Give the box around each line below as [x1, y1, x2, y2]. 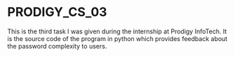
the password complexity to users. [7, 42, 107, 50]
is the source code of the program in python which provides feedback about [7, 34, 228, 42]
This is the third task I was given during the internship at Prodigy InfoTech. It [7, 27, 227, 35]
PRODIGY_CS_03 [7, 4, 107, 20]
